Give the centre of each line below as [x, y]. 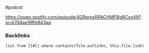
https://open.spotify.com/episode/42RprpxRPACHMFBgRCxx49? [73, 17]
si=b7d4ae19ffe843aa [28, 22]
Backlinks [18, 35]
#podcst [14, 7]
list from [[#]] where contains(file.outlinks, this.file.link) [75, 46]
